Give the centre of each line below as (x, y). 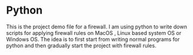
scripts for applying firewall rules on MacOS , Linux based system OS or (94, 33)
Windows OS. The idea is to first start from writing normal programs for (93, 39)
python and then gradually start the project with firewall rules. (81, 46)
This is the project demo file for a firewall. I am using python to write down (97, 27)
